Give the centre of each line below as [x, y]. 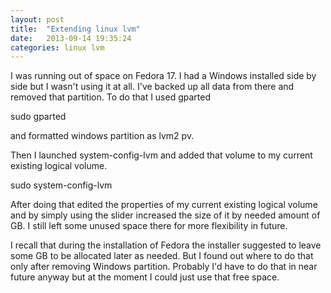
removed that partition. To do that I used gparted [111, 97]
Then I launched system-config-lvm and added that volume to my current [161, 155]
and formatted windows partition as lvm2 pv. [102, 136]
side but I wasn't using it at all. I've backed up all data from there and [152, 87]
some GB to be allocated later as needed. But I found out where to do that [162, 256]
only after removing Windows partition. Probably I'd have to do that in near [164, 267]
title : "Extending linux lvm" [75, 29]
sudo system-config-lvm [61, 185]
